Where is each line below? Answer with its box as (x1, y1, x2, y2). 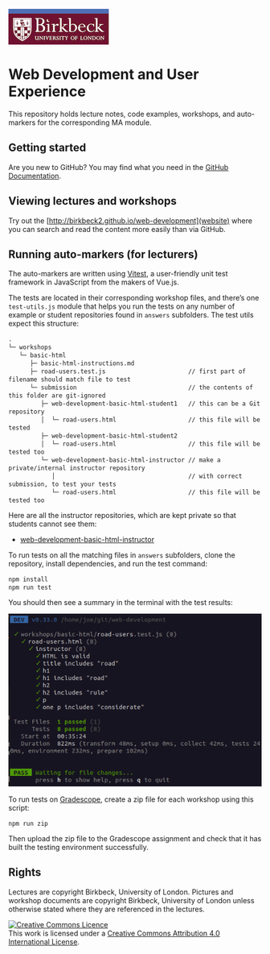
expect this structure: (8, 319, 79, 329)
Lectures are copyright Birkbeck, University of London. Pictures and (8, 887, 234, 897)
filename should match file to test (8, 375, 131, 384)
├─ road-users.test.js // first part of (29, 367, 247, 375)
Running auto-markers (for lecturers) (8, 247, 198, 261)
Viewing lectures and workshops (8, 194, 177, 208)
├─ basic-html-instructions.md (29, 359, 135, 367)
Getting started (8, 141, 87, 155)
